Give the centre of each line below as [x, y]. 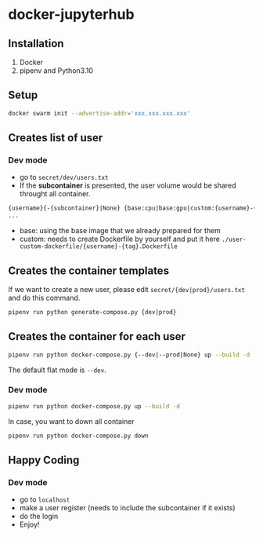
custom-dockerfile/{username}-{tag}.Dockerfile [98, 247]
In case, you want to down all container [71, 421]
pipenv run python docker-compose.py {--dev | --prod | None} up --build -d [129, 355]
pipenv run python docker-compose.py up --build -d [94, 406]
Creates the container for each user [97, 336]
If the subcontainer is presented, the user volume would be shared [128, 185]
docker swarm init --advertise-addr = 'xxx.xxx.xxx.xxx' [99, 113]
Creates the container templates [89, 270]
